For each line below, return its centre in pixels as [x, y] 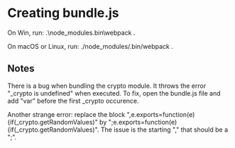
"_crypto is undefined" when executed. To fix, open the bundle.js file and [114, 93]
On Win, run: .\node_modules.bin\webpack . [71, 33]
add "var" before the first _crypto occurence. [73, 101]
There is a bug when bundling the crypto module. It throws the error [107, 86]
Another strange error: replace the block [66, 114]
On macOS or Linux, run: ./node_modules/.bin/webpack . [91, 46]
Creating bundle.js [63, 13]
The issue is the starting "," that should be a [164, 130]
